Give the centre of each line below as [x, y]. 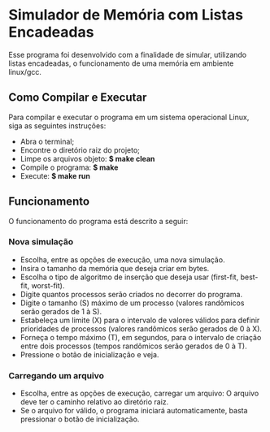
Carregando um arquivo [56, 375]
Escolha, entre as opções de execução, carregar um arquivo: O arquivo [139, 393]
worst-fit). [48, 285]
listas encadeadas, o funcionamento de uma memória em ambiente [121, 63]
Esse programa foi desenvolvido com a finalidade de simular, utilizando [127, 54]
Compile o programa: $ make [69, 167]
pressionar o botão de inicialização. [80, 419]
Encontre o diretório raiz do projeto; [80, 150]
